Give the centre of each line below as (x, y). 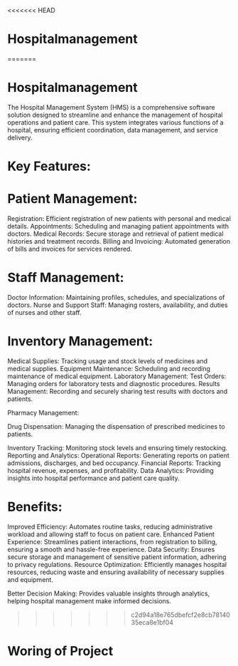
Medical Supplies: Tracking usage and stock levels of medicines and (108, 361)
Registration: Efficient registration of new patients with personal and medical (119, 219)
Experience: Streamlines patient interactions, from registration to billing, (113, 541)
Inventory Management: (80, 342)
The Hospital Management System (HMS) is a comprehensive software (111, 107)
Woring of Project (60, 651)
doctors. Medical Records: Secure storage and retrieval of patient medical (115, 234)
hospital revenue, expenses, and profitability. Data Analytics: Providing (111, 470)
